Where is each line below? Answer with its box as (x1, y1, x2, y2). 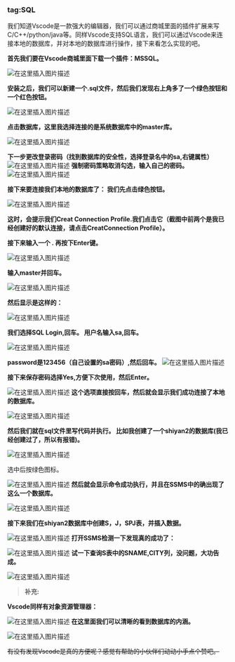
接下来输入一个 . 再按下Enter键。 (7, 239, 102, 247)
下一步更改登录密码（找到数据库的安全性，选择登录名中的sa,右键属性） (7, 152, 213, 161)
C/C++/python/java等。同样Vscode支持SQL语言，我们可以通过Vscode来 (7, 30, 217, 39)
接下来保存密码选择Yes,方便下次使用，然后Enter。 (7, 373, 153, 382)
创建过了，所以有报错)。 (13, 436, 84, 444)
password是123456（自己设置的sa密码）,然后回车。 (7, 358, 161, 367)
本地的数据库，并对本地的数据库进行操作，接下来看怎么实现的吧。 (13, 39, 204, 48)
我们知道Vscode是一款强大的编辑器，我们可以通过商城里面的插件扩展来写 (7, 22, 220, 30)
